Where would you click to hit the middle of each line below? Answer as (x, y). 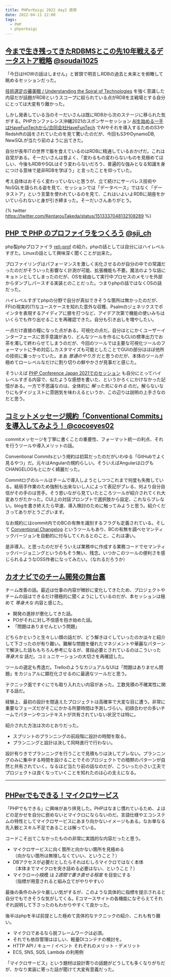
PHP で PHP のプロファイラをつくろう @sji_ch (78, 233)
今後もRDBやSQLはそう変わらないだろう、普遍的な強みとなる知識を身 (92, 164)
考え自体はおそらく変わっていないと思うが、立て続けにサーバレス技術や (81, 181)
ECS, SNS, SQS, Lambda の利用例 (48, 952)
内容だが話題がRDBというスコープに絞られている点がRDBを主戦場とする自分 (85, 97)
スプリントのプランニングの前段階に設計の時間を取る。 (70, 736)
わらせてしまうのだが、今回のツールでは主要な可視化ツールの (96, 343)
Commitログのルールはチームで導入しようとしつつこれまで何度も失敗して (82, 480)
